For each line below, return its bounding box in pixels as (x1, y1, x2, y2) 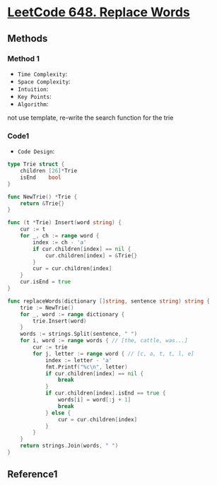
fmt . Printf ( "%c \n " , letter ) (45, 363, 129, 370)
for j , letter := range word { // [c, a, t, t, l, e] (33, 350, 194, 357)
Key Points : (17, 92, 52, 100)
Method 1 (7, 54, 40, 64)
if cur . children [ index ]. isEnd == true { (45, 390, 166, 397)
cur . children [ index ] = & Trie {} (45, 252, 138, 259)
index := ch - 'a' (33, 238, 87, 246)
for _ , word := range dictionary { (20, 310, 125, 318)
